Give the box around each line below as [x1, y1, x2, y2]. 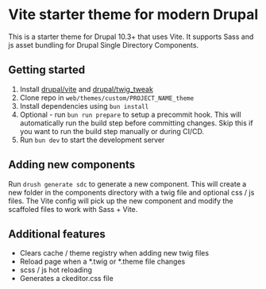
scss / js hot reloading [19, 265, 93, 275]
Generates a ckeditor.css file [19, 274, 114, 283]
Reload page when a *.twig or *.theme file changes [19, 256, 186, 267]
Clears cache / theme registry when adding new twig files [19, 249, 209, 258]
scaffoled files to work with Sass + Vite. [8, 204, 138, 214]
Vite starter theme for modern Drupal [8, 6, 259, 24]
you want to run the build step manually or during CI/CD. [19, 126, 205, 136]
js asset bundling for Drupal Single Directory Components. [8, 40, 199, 49]
